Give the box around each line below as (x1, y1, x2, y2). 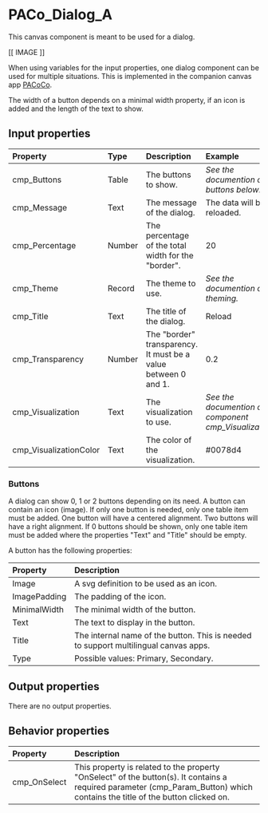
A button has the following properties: (8, 546, 133, 555)
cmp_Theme (12, 282, 58, 294)
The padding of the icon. (74, 591, 167, 602)
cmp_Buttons (12, 174, 62, 185)
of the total (145, 239, 187, 251)
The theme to (145, 278, 196, 289)
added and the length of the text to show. (8, 104, 144, 113)
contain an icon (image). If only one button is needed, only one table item (8, 505, 249, 515)
